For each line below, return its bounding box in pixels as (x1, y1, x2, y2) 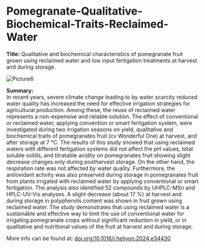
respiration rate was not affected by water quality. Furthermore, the (6, 165, 176, 172)
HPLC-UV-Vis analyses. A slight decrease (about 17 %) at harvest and (6, 190, 182, 197)
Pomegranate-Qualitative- (6, 4, 143, 18)
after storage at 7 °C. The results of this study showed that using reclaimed (6, 138, 195, 146)
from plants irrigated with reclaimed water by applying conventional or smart (6, 177, 199, 185)
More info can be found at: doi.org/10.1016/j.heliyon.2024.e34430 (6, 235, 171, 242)
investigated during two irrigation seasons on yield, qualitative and (6, 126, 173, 133)
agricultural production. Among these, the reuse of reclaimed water (6, 106, 176, 113)
